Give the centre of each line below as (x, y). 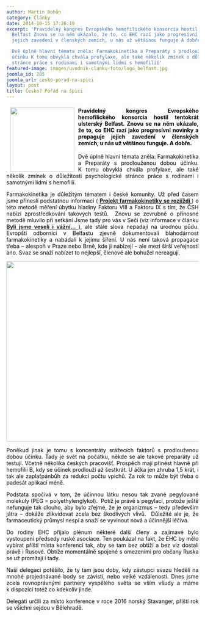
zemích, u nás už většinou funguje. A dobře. (135, 143)
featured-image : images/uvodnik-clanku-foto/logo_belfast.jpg (87, 68)
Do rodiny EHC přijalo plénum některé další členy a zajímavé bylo (103, 532)
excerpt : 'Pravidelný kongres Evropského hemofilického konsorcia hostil (102, 29)
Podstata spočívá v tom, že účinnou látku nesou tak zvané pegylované (103, 494)
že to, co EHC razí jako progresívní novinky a (138, 130)
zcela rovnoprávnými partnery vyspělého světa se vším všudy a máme (103, 583)
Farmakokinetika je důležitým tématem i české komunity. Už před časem (103, 194)
